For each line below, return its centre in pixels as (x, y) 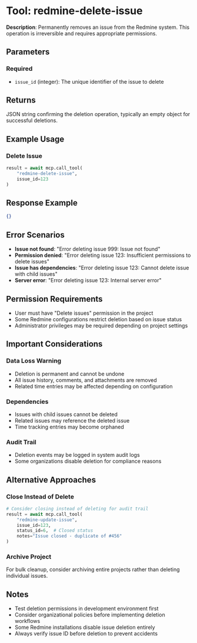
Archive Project (29, 556)
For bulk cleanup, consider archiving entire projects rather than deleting (93, 569)
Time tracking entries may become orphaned (69, 427)
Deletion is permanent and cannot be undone (69, 374)
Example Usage (35, 139)
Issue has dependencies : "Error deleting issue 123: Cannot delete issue (102, 268)
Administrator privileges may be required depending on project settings (101, 325)
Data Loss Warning (34, 361)
